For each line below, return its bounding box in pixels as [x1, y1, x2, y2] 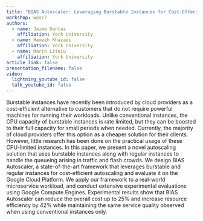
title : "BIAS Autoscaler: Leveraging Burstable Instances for [6, 8, 166, 15]
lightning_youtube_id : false [11, 76, 85, 82]
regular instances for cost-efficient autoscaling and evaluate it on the [6, 170, 178, 176]
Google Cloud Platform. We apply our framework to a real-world [6, 176, 166, 183]
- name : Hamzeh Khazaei [11, 37, 71, 43]
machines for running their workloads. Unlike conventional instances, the [6, 111, 188, 119]
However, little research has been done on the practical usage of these [6, 137, 182, 144]
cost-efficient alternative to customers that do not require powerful [6, 105, 173, 112]
